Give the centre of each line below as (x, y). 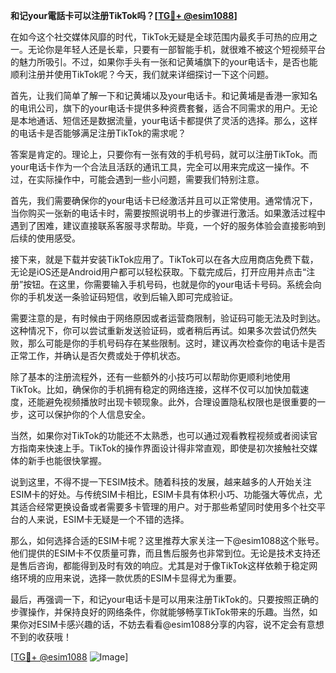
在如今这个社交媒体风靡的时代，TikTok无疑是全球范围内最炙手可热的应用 (160, 37)
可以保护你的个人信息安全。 (93, 414)
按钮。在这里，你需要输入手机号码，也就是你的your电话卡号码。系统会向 (172, 284)
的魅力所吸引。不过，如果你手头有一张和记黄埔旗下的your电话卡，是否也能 (164, 62)
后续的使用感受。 (45, 238)
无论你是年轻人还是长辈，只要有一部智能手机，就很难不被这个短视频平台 (176, 49)
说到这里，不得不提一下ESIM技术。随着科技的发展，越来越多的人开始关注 (161, 482)
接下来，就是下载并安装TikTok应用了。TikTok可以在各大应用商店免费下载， (164, 259)
